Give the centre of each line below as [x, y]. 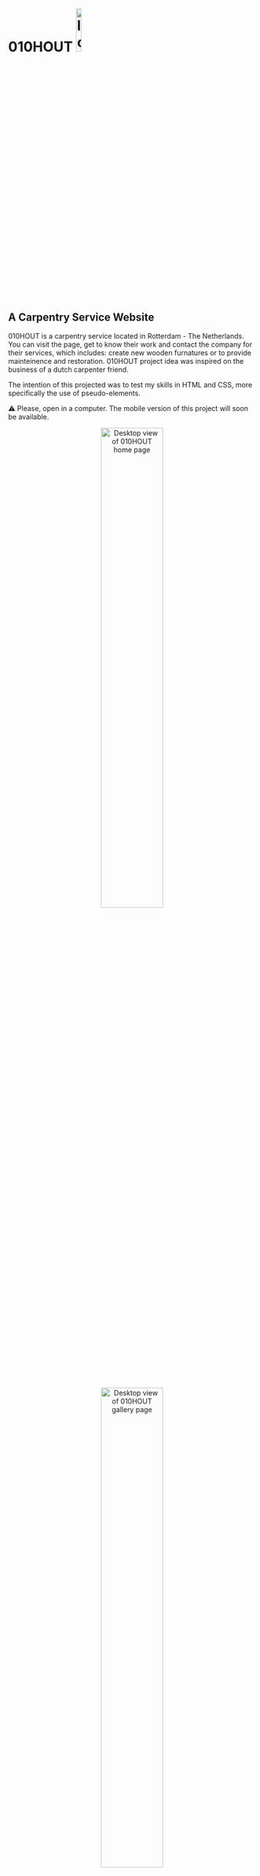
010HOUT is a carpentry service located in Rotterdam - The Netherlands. [126, 336]
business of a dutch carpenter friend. [68, 369]
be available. [29, 417]
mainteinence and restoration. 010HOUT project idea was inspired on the [126, 361]
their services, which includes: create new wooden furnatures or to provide [130, 353]
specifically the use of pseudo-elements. [75, 393]
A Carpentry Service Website [81, 317]
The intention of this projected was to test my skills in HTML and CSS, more [130, 385]
